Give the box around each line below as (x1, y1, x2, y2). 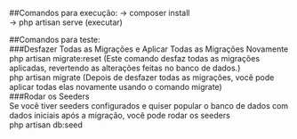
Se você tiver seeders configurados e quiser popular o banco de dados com (9, 101, 289, 110)
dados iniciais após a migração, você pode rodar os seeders (9, 110, 231, 120)
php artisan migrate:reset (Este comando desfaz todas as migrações (9, 53, 261, 63)
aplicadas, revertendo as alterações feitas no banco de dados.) (9, 62, 241, 73)
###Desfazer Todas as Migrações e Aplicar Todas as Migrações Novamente (9, 44, 289, 54)
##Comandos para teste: (9, 35, 100, 45)
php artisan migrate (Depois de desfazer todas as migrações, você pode (9, 72, 275, 83)
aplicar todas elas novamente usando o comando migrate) (9, 82, 222, 92)
